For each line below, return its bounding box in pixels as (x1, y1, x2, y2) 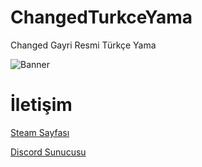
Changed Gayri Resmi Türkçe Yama (10, 39, 157, 51)
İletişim (10, 94, 73, 116)
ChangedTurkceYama (10, 6, 193, 29)
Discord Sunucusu (10, 146, 87, 158)
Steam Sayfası (10, 126, 70, 138)
